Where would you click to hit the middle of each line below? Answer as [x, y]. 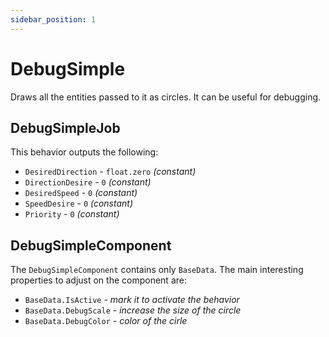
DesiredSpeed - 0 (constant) [81, 193]
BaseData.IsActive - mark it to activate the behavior [132, 300]
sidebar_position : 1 [53, 19]
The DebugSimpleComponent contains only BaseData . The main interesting [157, 270]
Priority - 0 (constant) [72, 214]
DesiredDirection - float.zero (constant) [110, 172]
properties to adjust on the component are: [98, 280]
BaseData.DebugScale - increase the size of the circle [133, 310]
